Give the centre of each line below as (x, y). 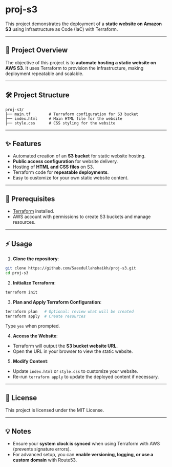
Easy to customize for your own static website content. (71, 178)
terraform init (21, 292)
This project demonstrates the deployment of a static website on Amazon (84, 24)
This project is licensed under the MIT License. (55, 410)
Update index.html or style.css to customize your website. (75, 371)
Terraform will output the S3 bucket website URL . (65, 346)
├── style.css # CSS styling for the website (60, 123)
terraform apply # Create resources (46, 316)
